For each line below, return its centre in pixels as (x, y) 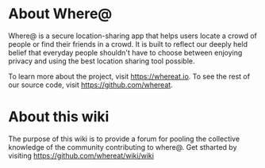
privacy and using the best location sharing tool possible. (102, 61)
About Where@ (60, 14)
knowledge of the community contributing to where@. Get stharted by (123, 147)
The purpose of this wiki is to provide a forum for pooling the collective (124, 139)
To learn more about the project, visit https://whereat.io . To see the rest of (129, 76)
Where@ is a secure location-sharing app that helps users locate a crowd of (133, 36)
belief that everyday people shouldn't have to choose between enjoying (125, 52)
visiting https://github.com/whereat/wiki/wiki (81, 155)
